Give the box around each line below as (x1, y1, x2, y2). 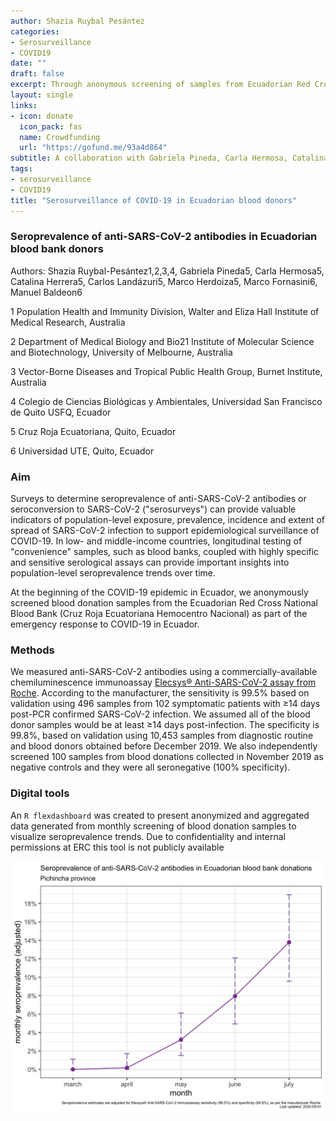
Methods (10, 643, 55, 657)
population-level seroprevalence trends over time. (10, 567, 217, 579)
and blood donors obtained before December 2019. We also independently (10, 740, 318, 752)
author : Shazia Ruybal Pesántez (10, 16, 145, 26)
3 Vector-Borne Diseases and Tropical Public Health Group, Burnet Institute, (10, 365, 323, 377)
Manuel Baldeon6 (10, 286, 83, 298)
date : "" (10, 58, 47, 69)
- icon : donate (10, 111, 74, 121)
